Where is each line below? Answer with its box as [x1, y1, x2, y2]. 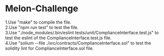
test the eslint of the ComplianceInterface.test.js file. [5, 35, 112, 41]
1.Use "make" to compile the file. [5, 19, 72, 25]
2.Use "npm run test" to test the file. [5, 24, 79, 30]
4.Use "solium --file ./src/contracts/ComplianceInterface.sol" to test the [5, 40, 152, 46]
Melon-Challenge [5, 3, 79, 14]
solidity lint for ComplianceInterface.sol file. [5, 45, 94, 51]
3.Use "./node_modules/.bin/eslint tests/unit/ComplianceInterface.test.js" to [5, 29, 159, 35]
